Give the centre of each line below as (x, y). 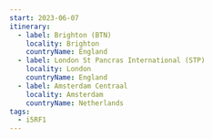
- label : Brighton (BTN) (65, 35)
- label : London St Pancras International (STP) (112, 60)
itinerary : (30, 27)
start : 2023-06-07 (44, 18)
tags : (20, 112)
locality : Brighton (63, 43)
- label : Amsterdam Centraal (73, 86)
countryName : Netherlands (75, 103)
